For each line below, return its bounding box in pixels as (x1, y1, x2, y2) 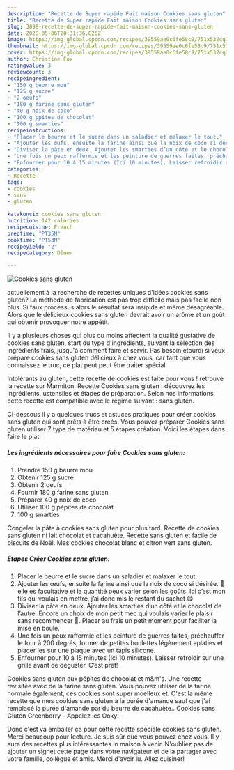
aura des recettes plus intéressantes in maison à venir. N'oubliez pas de (7, 740, 214, 748)
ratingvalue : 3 (7, 62, 52, 69)
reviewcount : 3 (7, 68, 52, 75)
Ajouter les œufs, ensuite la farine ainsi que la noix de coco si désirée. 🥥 (17, 580, 225, 588)
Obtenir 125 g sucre (17, 473, 75, 482)
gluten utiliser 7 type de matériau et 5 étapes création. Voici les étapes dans (7, 425, 225, 433)
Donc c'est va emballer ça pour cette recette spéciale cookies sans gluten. (7, 725, 221, 734)
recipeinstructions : (7, 127, 68, 134)
